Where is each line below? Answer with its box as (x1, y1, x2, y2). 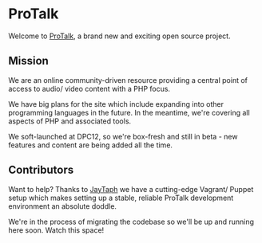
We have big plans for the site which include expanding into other (8, 99, 224, 108)
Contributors (8, 163, 74, 177)
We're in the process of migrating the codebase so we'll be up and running (8, 217, 254, 226)
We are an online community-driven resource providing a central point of (8, 75, 248, 84)
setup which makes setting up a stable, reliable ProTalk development (8, 193, 234, 202)
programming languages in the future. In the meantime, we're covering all (8, 108, 250, 117)
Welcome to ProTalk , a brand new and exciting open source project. (8, 31, 231, 41)
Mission (8, 54, 50, 68)
